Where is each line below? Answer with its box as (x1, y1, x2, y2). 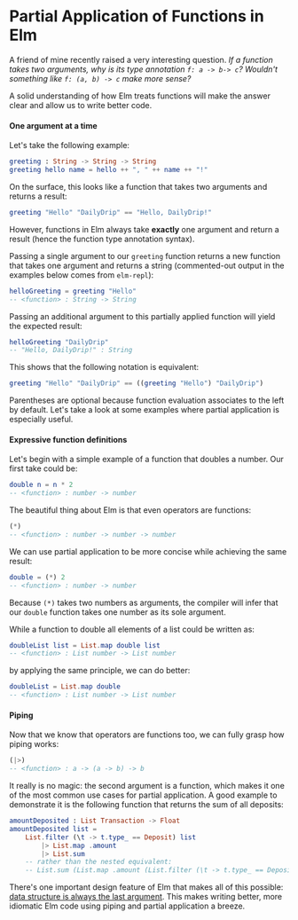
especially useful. (9, 414, 74, 425)
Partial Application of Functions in (9, 6, 264, 27)
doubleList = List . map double (9, 682, 122, 691)
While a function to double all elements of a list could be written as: (9, 624, 255, 634)
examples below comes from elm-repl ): (9, 269, 154, 280)
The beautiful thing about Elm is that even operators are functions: (9, 505, 252, 515)
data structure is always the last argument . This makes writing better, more (9, 892, 282, 902)
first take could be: (9, 463, 78, 474)
